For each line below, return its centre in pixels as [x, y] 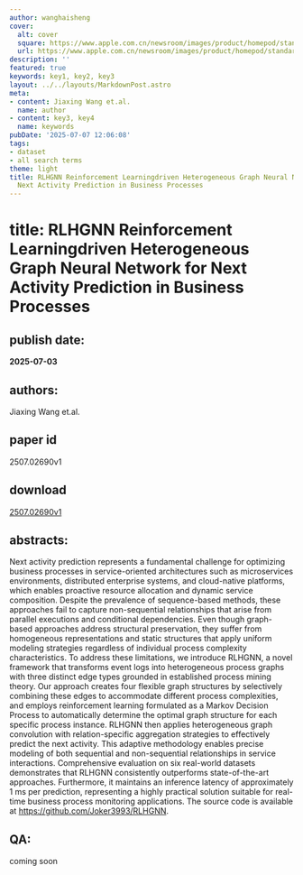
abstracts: [39, 540]
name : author [42, 110]
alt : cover [38, 34]
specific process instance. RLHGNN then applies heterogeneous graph [141, 725]
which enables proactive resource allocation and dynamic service [132, 591]
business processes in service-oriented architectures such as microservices [151, 571]
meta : [19, 93]
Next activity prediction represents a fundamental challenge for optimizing [147, 562]
